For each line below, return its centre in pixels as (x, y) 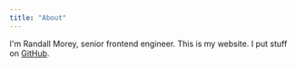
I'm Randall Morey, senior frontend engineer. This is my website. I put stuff (148, 43)
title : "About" (38, 18)
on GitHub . (30, 53)
